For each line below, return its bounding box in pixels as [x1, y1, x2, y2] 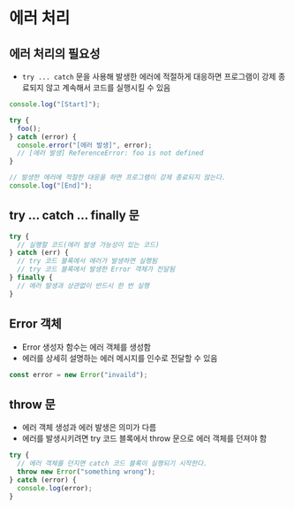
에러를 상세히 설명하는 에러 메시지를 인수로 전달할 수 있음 [21, 352, 218, 363]
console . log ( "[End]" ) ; [9, 181, 93, 190]
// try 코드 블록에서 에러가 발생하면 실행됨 [17, 257, 158, 266]
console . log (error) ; [17, 483, 93, 492]
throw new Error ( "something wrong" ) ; [17, 467, 156, 476]
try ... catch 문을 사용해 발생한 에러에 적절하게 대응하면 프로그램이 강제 [21, 72, 276, 81]
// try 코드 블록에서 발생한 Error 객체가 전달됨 [17, 265, 176, 274]
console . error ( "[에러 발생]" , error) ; [17, 141, 153, 150]
